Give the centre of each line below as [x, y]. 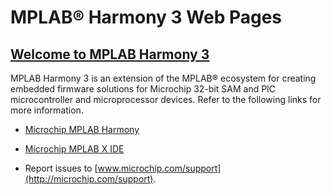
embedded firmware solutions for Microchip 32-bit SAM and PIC [143, 89]
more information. [47, 110]
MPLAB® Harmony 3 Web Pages [146, 17]
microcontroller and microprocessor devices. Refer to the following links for [166, 99]
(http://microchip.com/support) [89, 179]
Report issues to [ [61, 168]
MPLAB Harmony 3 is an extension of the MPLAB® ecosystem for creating [163, 78]
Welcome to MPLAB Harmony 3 [110, 54]
